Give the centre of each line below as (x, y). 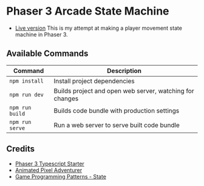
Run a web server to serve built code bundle (117, 125)
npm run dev (27, 95)
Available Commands (47, 54)
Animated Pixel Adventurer (49, 170)
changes (66, 98)
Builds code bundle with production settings (117, 111)
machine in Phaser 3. (41, 34)
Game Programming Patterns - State (60, 176)
